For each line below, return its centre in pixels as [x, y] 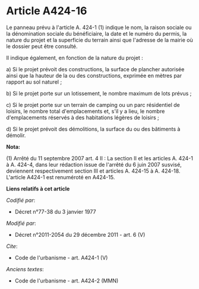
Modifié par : [21, 223]
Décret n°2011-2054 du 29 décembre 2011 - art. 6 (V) [80, 234]
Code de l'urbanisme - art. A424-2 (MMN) [67, 281]
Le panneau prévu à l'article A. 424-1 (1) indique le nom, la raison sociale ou [99, 27]
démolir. [16, 135]
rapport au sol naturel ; [34, 82]
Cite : [12, 246]
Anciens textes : [25, 269]
